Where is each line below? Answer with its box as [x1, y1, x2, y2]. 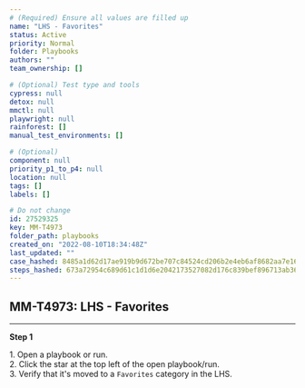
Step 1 [9, 332, 34, 343]
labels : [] [9, 190, 51, 199]
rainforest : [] [9, 123, 67, 132]
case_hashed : [9, 256, 59, 266]
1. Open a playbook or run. [9, 349, 109, 360]
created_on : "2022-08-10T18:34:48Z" [9, 240, 148, 249]
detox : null [9, 97, 54, 106]
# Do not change [9, 206, 71, 215]
